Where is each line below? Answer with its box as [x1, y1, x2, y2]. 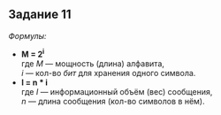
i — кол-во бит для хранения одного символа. [20, 68, 196, 79]
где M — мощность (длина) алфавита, [20, 58, 165, 69]
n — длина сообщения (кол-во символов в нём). [20, 96, 205, 107]
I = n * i [20, 77, 48, 88]
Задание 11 [8, 7, 72, 22]
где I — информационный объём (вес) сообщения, [20, 87, 213, 97]
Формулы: [8, 30, 47, 41]
